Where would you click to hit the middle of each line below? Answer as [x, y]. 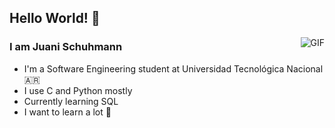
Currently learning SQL [71, 101]
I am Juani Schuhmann [66, 47]
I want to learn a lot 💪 [67, 112]
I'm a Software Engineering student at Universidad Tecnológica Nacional [173, 68]
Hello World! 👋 [55, 18]
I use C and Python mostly [78, 90]
